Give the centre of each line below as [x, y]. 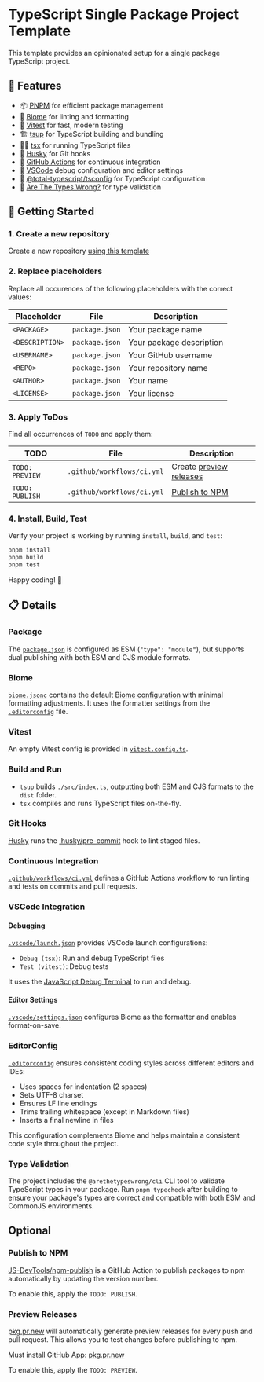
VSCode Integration [47, 907]
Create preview [200, 467]
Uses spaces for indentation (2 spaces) [83, 1087]
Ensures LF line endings [58, 1103]
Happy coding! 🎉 [35, 580]
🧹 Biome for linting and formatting [74, 116]
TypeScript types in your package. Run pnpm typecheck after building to [123, 1190]
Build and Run [35, 769]
